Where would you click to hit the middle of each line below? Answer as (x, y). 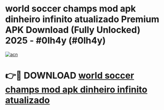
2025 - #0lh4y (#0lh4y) (55, 41)
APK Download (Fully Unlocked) (73, 30)
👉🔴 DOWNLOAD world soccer (70, 76)
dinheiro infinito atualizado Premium (82, 19)
